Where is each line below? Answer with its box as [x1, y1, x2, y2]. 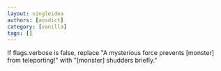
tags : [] [7, 29, 33, 37]
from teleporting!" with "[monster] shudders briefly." [7, 56, 158, 65]
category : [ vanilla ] [7, 23, 68, 30]
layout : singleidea [7, 10, 64, 17]
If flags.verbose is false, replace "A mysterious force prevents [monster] [7, 49, 215, 57]
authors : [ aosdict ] [7, 17, 64, 24]
